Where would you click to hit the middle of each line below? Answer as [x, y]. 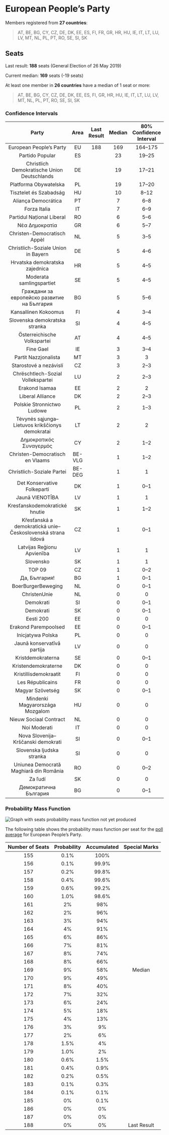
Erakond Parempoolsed [37, 627]
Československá [29, 533]
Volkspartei [37, 341]
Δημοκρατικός [37, 440]
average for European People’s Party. [44, 835]
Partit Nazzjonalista [37, 358]
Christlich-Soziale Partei [37, 472]
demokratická [30, 527]
